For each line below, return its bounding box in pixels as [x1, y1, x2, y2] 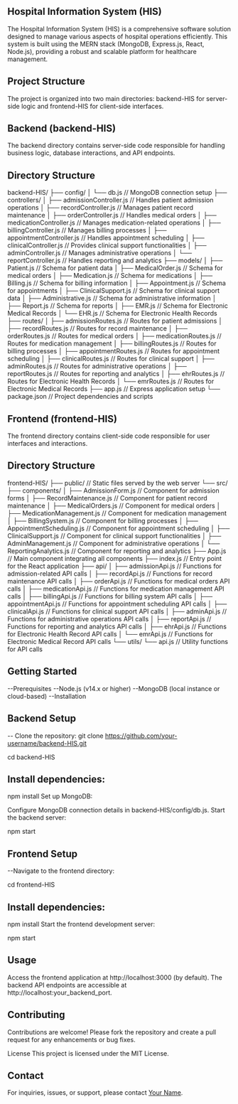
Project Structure [7, 75, 85, 87]
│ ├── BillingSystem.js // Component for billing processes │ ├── [7, 516, 199, 525]
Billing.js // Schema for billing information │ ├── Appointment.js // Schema [7, 279, 226, 287]
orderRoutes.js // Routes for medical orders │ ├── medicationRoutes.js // [7, 332, 222, 341]
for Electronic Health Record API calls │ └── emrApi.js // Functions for [7, 629, 213, 638]
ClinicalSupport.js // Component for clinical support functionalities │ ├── [7, 531, 222, 540]
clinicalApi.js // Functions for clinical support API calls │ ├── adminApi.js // [7, 607, 227, 616]
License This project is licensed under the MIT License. [7, 1049, 169, 1058]
